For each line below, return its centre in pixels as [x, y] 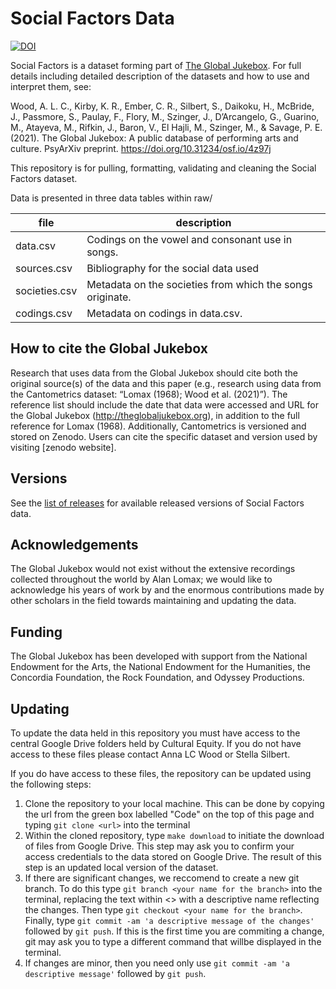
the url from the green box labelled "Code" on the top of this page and [169, 814]
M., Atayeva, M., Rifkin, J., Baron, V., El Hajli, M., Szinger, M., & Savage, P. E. [166, 127]
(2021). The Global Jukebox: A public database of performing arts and [154, 138]
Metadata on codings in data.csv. [164, 313]
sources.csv [44, 268]
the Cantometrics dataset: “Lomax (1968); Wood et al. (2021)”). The [149, 394]
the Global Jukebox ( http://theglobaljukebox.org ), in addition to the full [155, 415]
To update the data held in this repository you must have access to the [155, 733]
